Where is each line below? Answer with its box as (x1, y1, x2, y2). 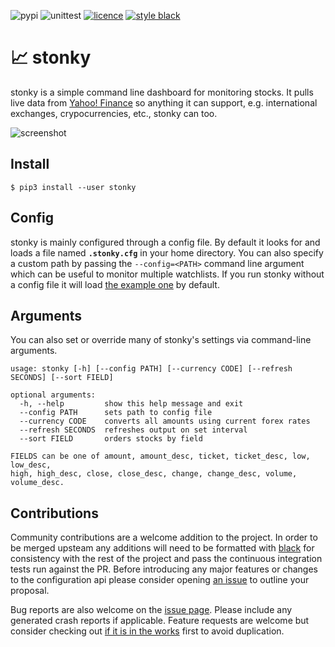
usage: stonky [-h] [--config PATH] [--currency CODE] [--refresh (10, 364, 293, 374)
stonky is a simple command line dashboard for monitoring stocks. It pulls (10, 86, 314, 98)
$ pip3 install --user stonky (10, 182, 137, 192)
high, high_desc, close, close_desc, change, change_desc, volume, (10, 469, 298, 479)
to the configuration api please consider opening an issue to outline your (10, 574, 310, 586)
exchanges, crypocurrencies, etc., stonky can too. (10, 107, 218, 119)
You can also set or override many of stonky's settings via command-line (10, 334, 312, 346)
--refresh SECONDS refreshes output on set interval (19, 425, 248, 435)
